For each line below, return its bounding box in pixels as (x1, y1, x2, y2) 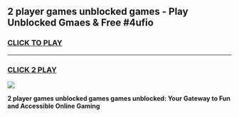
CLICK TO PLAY (7, 38, 63, 48)
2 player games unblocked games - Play (7, 6, 188, 18)
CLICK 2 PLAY (7, 65, 57, 74)
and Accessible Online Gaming (7, 101, 100, 110)
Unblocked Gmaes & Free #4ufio (7, 17, 154, 29)
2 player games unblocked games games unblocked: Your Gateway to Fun (7, 94, 231, 102)
